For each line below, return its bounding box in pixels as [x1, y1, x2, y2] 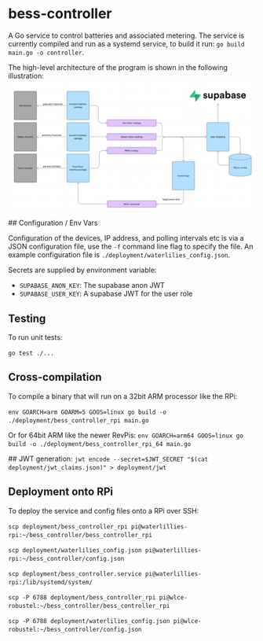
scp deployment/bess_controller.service [8, 569, 143, 578]
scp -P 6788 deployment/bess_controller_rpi [8, 593, 156, 602]
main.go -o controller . [8, 47, 85, 57]
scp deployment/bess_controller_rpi [8, 522, 128, 531]
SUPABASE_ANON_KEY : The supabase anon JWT [19, 281, 165, 290]
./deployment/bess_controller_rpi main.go [8, 416, 149, 425]
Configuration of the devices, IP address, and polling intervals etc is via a [8, 234, 245, 243]
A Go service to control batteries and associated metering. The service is [8, 31, 245, 40]
